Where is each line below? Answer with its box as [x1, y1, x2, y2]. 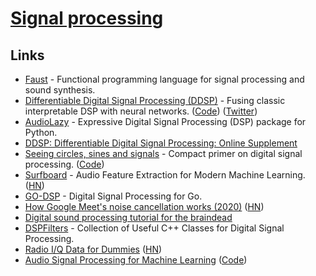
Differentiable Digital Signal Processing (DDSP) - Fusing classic [24, 95, 286, 106]
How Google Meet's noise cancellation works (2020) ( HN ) [24, 201, 265, 212]
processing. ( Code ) [24, 158, 105, 170]
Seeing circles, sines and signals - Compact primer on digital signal [24, 148, 303, 159]
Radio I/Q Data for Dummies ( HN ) [24, 243, 163, 255]
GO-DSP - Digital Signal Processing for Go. [24, 190, 203, 202]
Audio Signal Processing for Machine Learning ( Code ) [24, 254, 248, 266]
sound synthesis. [24, 84, 96, 96]
